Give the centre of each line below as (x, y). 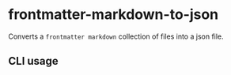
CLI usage (34, 61)
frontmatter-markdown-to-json (114, 15)
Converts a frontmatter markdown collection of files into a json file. (116, 36)
